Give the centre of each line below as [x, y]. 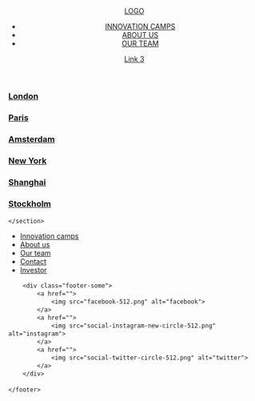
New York [28, 160]
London [23, 96]
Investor [33, 270]
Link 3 [134, 59]
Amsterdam [32, 139]
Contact [33, 261]
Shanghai [27, 182]
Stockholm [30, 203]
